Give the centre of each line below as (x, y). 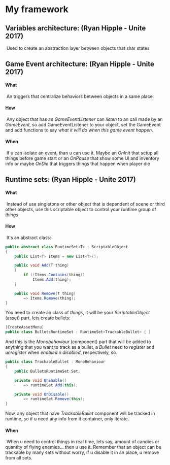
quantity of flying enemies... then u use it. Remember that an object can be (83, 447)
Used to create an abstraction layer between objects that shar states (78, 48)
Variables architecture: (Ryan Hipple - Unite (76, 28)
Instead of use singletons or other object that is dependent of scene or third (86, 204)
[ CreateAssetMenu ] (25, 327)
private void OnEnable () (41, 380)
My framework (37, 9)
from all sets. (19, 458)
